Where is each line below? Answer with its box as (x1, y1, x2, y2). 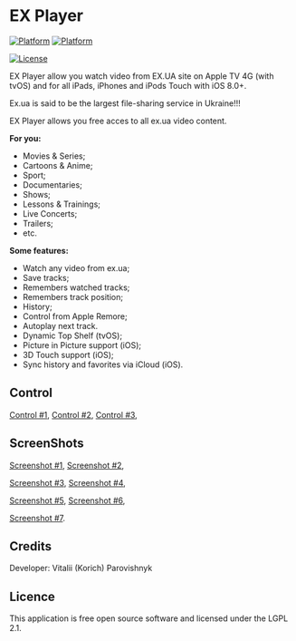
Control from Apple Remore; (22, 310, 129, 322)
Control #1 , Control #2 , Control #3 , (9, 409, 138, 420)
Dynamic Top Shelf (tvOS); (22, 330, 123, 341)
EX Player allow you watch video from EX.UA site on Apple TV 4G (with (9, 70, 274, 82)
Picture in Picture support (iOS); (22, 339, 142, 350)
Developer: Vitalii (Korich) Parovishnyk (9, 563, 153, 574)
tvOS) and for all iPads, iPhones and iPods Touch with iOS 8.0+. (9, 80, 247, 91)
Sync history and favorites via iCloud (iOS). (22, 359, 184, 370)
